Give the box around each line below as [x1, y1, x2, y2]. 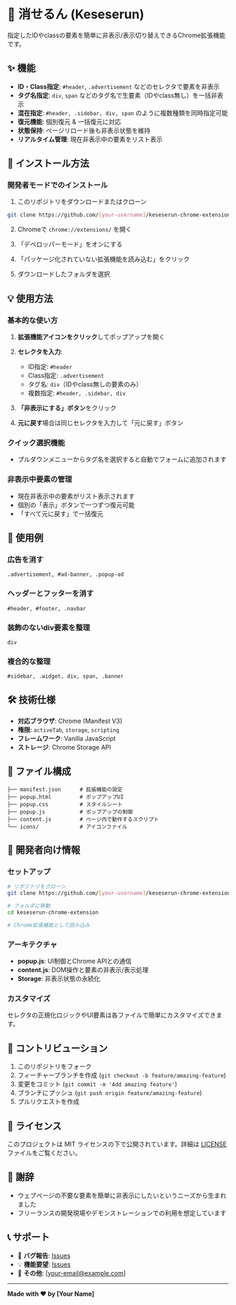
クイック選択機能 [7, 438, 65, 447]
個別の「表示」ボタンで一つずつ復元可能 [17, 500, 135, 509]
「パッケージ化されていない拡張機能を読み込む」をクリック [17, 255, 190, 263]
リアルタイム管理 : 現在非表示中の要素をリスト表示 [17, 135, 163, 143]
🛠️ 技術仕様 [7, 693, 56, 706]
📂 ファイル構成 [7, 766, 72, 778]
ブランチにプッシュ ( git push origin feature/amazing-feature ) [17, 1089, 202, 1097]
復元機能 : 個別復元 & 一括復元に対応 [17, 117, 122, 126]
